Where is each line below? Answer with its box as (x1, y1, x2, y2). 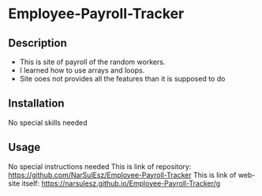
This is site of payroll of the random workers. (19, 57, 166, 66)
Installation (8, 96, 65, 111)
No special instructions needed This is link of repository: (8, 161, 192, 171)
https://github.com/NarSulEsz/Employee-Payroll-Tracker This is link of (8, 170, 237, 179)
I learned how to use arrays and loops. (19, 66, 145, 75)
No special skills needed (8, 118, 88, 127)
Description (8, 36, 67, 50)
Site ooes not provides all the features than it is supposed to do (19, 74, 226, 83)
